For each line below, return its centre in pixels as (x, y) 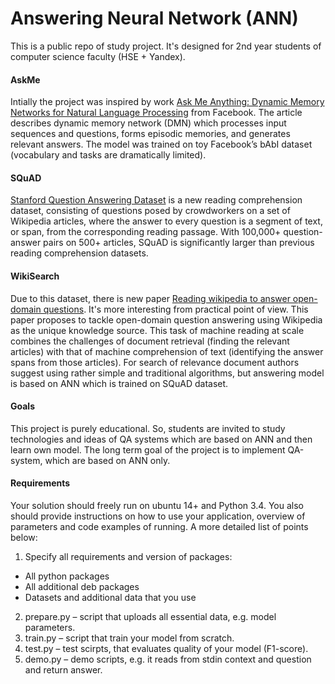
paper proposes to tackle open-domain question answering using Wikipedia (166, 319)
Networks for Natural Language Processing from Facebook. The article (156, 113)
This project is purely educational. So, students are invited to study (148, 428)
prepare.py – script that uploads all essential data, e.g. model (150, 616)
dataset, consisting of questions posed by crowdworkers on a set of (150, 211)
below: (24, 537)
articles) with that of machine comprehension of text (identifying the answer (167, 351)
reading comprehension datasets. (79, 253)
